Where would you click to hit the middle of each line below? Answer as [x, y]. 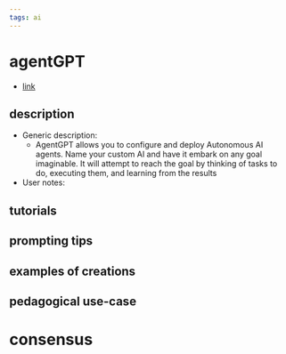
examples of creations [73, 271]
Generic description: [60, 135]
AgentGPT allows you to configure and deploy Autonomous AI [149, 145]
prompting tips [51, 241]
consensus [51, 340]
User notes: [43, 182]
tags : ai [25, 17]
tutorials [33, 210]
